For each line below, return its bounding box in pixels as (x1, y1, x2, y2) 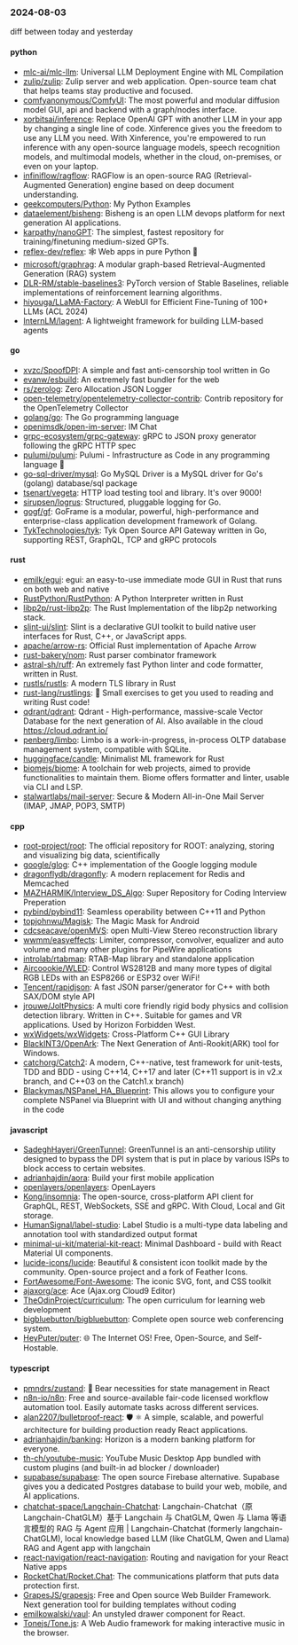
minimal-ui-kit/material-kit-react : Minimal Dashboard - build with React (22, 1239, 282, 1249)
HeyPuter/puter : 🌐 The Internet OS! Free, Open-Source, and (22, 1333, 243, 1343)
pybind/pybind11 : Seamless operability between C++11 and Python (22, 906, 266, 917)
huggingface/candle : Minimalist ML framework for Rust (22, 753, 225, 764)
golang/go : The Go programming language (22, 411, 180, 422)
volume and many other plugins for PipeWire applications (22, 944, 232, 955)
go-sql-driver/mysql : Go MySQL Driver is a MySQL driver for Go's (22, 468, 263, 479)
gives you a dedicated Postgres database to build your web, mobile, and (22, 1481, 287, 1492)
